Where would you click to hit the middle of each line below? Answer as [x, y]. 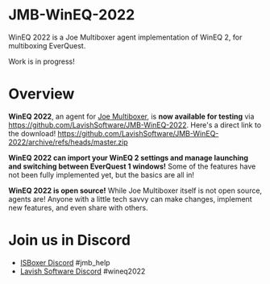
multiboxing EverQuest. [47, 45]
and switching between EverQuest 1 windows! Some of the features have [132, 166]
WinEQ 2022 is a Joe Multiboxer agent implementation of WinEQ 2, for [125, 37]
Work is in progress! [42, 61]
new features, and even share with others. [78, 207]
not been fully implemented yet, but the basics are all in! [102, 174]
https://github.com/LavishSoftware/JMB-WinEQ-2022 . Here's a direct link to [135, 125]
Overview [42, 94]
